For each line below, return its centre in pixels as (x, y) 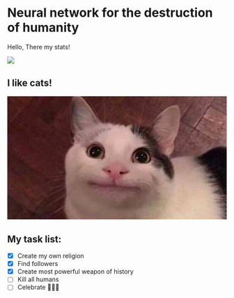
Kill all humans (38, 279)
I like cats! (30, 83)
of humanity (43, 28)
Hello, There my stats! (39, 47)
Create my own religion (51, 256)
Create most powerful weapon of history (75, 272)
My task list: (34, 239)
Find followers (38, 264)
